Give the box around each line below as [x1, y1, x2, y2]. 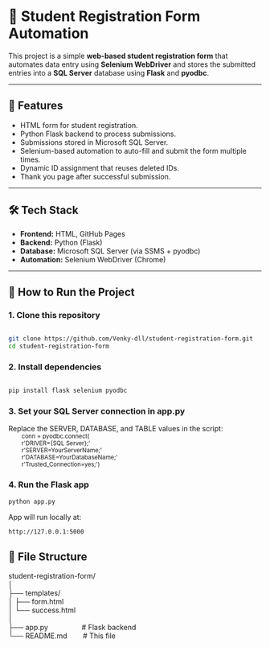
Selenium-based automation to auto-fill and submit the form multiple [19, 146, 247, 155]
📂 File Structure [8, 550, 88, 563]
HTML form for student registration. [19, 120, 138, 130]
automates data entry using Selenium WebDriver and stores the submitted [8, 60, 256, 69]
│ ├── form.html [8, 597, 64, 607]
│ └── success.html [8, 605, 76, 615]
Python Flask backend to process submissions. [19, 129, 177, 138]
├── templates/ [8, 588, 61, 598]
